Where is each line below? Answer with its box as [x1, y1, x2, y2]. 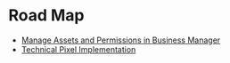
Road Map [8, 5, 86, 26]
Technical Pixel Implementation [21, 43, 136, 54]
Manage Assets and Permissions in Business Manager [21, 35, 221, 45]
